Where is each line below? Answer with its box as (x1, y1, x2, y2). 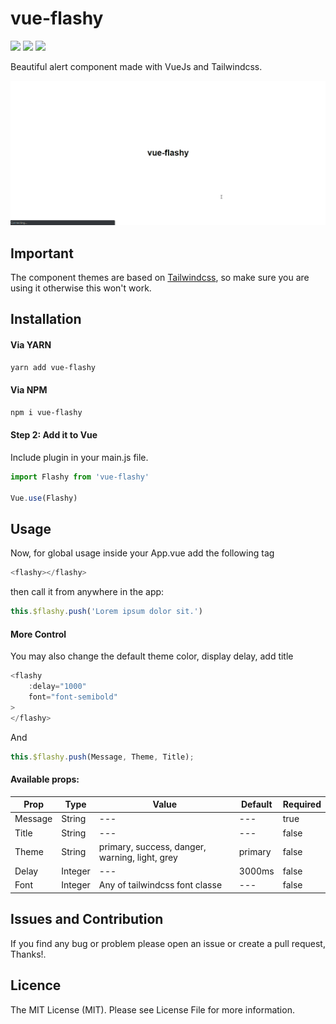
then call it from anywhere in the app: (10, 586, 165, 598)
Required (282, 798, 322, 811)
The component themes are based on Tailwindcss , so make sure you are (10, 272, 310, 284)
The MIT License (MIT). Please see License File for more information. (10, 1003, 295, 1016)
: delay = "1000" (28, 682, 87, 692)
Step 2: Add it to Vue (10, 429, 98, 441)
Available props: (10, 773, 80, 786)
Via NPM (10, 384, 48, 396)
